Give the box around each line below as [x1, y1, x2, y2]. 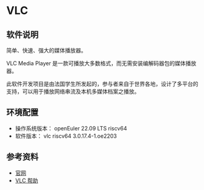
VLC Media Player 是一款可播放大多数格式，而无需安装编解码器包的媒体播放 [6, 60, 197, 67]
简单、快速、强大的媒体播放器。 [6, 47, 86, 54]
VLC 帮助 [15, 177, 38, 184]
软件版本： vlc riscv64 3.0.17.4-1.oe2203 [15, 132, 117, 139]
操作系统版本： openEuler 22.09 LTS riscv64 [15, 124, 127, 132]
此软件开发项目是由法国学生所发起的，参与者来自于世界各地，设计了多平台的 [6, 80, 199, 87]
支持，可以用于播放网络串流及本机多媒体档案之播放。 [6, 88, 140, 95]
